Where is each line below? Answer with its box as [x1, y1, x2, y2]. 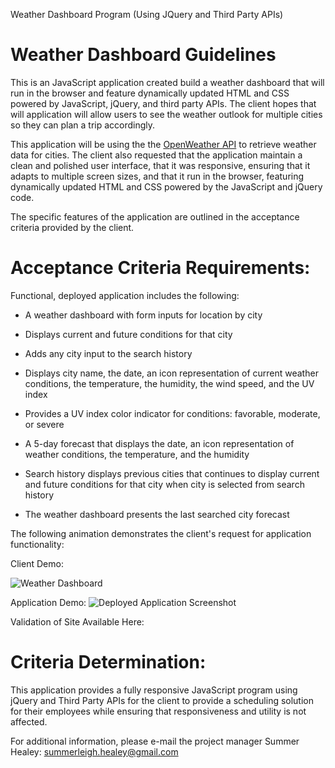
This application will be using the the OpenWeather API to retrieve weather [10, 138, 317, 150]
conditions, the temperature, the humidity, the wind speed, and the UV [24, 377, 315, 389]
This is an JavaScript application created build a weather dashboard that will [10, 76, 325, 88]
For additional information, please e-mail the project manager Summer [10, 735, 300, 747]
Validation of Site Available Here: [10, 615, 145, 628]
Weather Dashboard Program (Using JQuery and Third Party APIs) [10, 9, 284, 20]
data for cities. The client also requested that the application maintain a [10, 149, 303, 161]
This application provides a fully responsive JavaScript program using [10, 684, 298, 696]
